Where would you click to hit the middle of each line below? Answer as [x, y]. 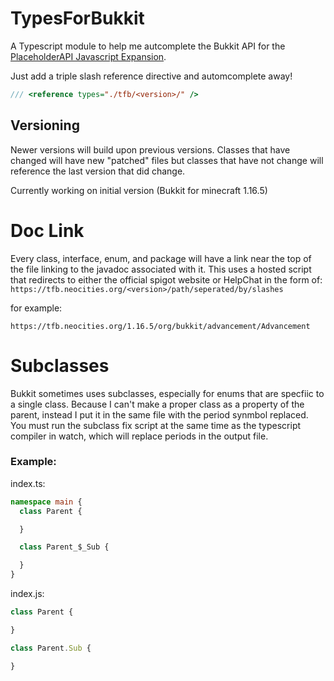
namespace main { [46, 502]
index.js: [27, 594]
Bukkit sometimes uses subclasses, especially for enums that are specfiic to [167, 393]
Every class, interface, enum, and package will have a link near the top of [161, 258]
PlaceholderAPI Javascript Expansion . [88, 56]
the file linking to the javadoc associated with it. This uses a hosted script [161, 269]
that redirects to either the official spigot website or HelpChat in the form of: [166, 279]
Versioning [45, 125]
